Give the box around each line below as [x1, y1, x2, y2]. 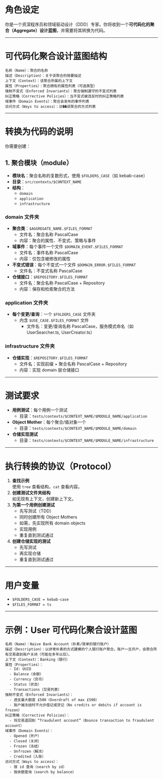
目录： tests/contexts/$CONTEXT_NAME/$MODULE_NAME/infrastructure [19, 438, 154, 443]
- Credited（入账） [9, 754, 46, 759]
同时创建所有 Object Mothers [19, 514, 78, 520]
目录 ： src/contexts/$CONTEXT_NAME [12, 179, 81, 184]
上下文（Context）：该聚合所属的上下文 [5, 78, 73, 83]
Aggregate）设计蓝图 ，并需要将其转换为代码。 [13, 27, 108, 33]
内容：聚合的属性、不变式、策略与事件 [19, 237, 96, 243]
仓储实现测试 [12, 431, 38, 437]
